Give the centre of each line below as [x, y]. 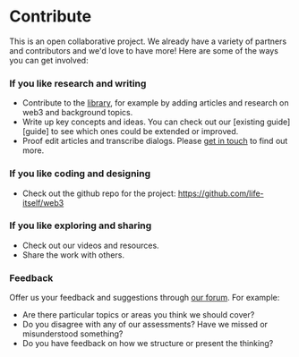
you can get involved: [49, 60]
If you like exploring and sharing [81, 225]
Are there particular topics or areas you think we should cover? [138, 315]
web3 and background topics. [77, 113]
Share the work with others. [73, 255]
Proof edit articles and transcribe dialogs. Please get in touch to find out [155, 141]
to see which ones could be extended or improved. [145, 132]
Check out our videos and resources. [90, 245]
